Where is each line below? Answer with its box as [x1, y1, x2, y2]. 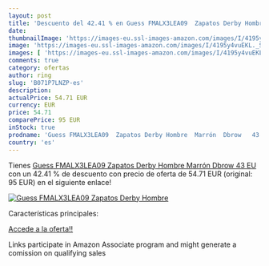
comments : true [8, 57, 59, 65]
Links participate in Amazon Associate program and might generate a [8, 240, 237, 249]
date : [8, 26, 26, 34]
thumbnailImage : [8, 34, 62, 42]
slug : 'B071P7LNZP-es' [8, 79, 84, 87]
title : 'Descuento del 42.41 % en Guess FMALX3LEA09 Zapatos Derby [8, 19, 242, 27]
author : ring [8, 71, 52, 79]
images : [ [8, 49, 42, 57]
